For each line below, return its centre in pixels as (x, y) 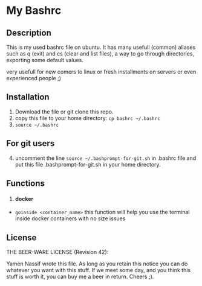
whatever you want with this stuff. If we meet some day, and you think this (99, 270)
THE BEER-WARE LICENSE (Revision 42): (57, 252)
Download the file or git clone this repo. (64, 112)
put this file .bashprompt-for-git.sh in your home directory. (88, 164)
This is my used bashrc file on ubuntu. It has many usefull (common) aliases (101, 47)
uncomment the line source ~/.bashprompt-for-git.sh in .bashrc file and (106, 158)
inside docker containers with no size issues (70, 218)
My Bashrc (34, 11)
